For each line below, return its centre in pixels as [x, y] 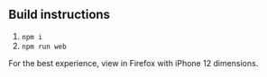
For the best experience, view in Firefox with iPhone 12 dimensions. [133, 63]
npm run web [44, 47]
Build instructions [59, 15]
